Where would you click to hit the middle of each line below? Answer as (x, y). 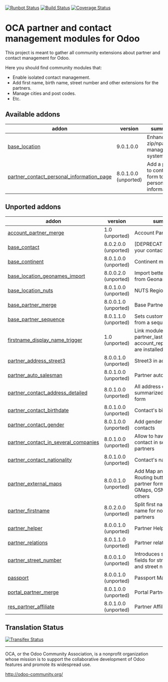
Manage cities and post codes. (44, 93)
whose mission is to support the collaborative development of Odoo (75, 659)
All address (147, 386)
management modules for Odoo (72, 39)
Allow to (144, 436)
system (155, 156)
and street (146, 566)
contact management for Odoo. (37, 58)
